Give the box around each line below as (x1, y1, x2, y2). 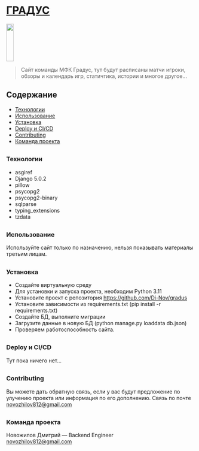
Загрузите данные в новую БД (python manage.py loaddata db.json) (14, 320, 187, 327)
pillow (14, 181, 30, 189)
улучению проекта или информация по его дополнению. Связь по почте (6, 394, 191, 401)
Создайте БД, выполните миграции (14, 313, 106, 320)
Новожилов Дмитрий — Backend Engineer (6, 432, 114, 439)
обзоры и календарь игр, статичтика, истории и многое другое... (20, 72, 187, 80)
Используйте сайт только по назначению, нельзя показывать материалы (6, 244, 194, 252)
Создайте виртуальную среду (14, 282, 92, 289)
